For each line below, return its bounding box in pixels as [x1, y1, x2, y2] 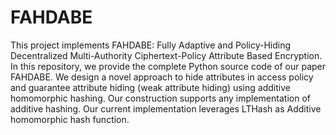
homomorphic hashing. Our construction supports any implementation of [10, 92, 311, 104]
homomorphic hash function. [10, 113, 130, 125]
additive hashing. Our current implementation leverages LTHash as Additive [10, 102, 322, 115]
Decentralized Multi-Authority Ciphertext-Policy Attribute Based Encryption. [10, 49, 323, 61]
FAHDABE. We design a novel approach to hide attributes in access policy [10, 71, 314, 83]
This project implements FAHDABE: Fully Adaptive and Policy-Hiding [10, 39, 292, 51]
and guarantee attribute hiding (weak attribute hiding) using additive [10, 81, 291, 93]
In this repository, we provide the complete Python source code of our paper [10, 60, 326, 72]
